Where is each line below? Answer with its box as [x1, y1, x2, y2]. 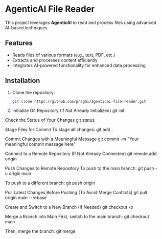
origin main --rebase [5, 195, 47, 201]
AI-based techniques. [5, 24, 49, 30]
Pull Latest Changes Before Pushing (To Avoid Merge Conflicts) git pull [5, 190, 148, 196]
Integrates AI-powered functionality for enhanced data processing [12, 62, 146, 68]
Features [5, 39, 33, 47]
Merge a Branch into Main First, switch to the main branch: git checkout [5, 214, 149, 219]
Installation [5, 77, 40, 85]
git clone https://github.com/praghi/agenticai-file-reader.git [12, 99, 146, 104]
